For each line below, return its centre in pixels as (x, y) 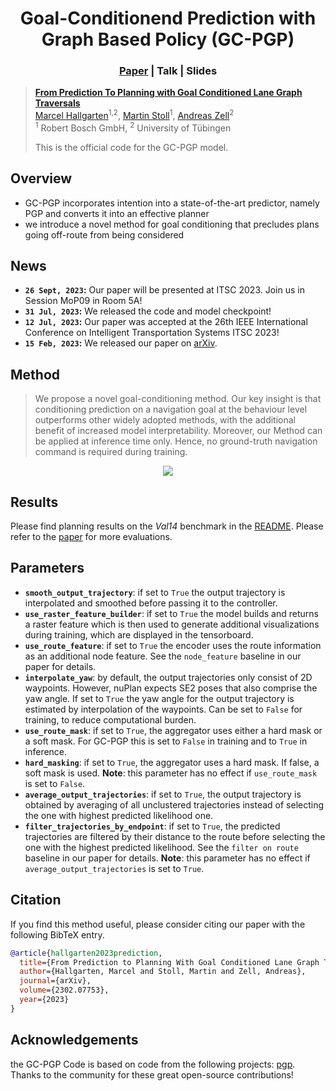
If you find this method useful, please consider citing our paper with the (158, 924)
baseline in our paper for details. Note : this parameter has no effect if (167, 858)
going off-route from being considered (104, 234)
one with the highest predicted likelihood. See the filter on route (161, 847)
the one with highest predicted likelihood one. (119, 815)
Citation (36, 900)
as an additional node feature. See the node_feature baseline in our (163, 656)
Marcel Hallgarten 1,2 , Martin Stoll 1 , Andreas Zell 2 (134, 115)
